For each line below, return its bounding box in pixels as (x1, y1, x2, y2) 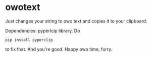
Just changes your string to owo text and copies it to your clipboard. (5, 18, 147, 24)
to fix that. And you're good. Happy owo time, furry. (5, 46, 113, 52)
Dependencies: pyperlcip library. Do (5, 27, 80, 33)
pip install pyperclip (5, 37, 53, 42)
